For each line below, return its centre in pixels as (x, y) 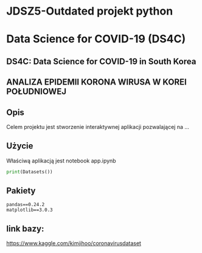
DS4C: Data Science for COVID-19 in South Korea (101, 61)
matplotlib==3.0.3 (30, 210)
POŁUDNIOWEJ (37, 92)
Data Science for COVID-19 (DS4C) (96, 39)
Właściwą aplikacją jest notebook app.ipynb (61, 161)
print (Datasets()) (30, 172)
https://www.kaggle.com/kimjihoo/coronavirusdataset (74, 243)
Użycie (20, 146)
